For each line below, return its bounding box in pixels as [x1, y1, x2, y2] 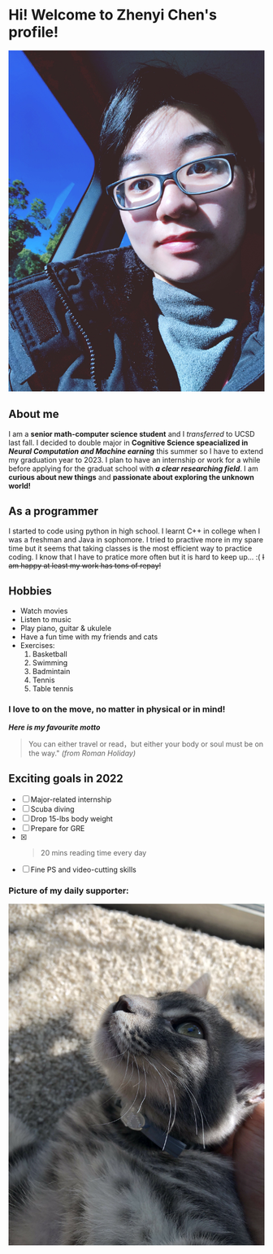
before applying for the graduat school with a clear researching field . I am [8, 464, 258, 473]
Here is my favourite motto [8, 722, 101, 732]
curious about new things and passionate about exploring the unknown [8, 472, 254, 481]
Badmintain [32, 666, 71, 676]
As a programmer [8, 504, 99, 518]
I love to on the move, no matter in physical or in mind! [8, 703, 226, 715]
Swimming [32, 657, 68, 668]
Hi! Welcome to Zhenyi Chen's [8, 6, 218, 24]
